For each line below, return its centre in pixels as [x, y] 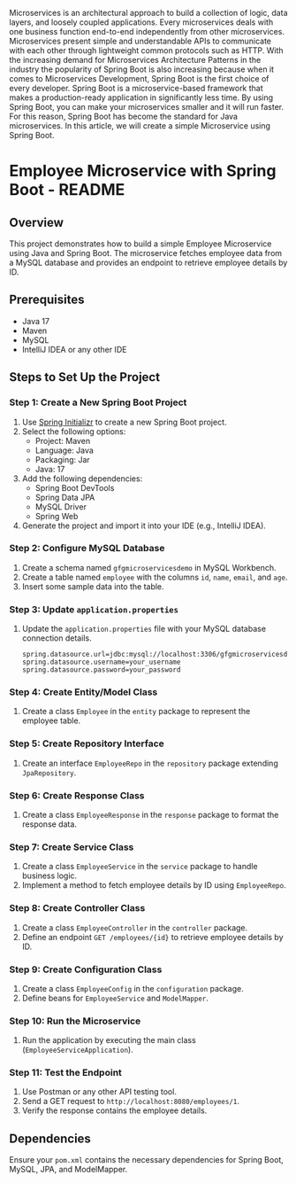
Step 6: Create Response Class [77, 795]
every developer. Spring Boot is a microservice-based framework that [136, 88]
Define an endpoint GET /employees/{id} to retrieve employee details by [153, 937]
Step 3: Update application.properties [94, 609]
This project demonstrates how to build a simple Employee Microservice [140, 244]
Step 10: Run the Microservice [75, 1021]
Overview [37, 222]
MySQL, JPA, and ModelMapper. [68, 1170]
